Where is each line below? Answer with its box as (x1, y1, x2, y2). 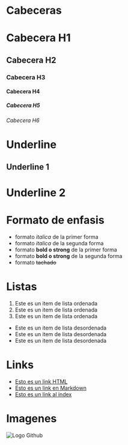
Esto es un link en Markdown (14, 384, 87, 391)
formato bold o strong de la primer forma (14, 246, 117, 253)
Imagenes (6, 412, 57, 426)
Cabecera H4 (6, 88, 40, 95)
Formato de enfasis (6, 213, 105, 227)
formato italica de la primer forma (14, 233, 99, 241)
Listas (6, 280, 37, 293)
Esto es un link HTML (14, 378, 68, 385)
